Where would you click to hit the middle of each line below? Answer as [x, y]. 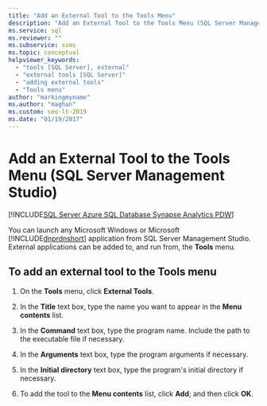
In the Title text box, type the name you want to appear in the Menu [131, 306]
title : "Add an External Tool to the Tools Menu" [92, 16]
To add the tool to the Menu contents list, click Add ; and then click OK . [137, 393]
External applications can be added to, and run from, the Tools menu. [122, 247]
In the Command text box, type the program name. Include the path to [135, 330]
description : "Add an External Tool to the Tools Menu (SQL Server [122, 23]
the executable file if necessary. [72, 338]
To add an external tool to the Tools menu [112, 272]
